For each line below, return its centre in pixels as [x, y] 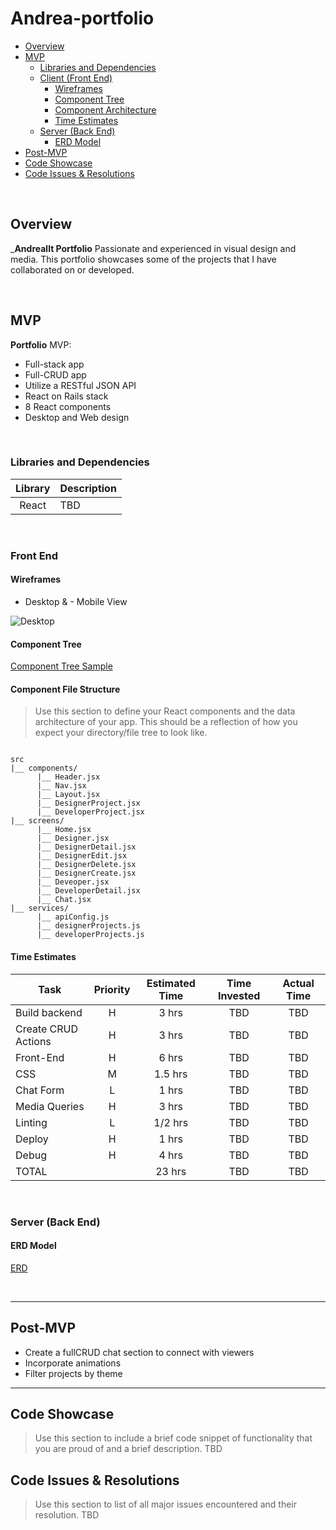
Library [33, 488]
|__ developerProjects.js [90, 935]
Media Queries [50, 1106]
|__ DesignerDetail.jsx [86, 847]
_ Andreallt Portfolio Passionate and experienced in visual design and [153, 248]
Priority [112, 989]
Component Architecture [105, 109]
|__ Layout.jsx [68, 795]
